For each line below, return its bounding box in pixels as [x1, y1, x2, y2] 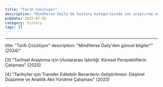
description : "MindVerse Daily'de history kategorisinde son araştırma [5, 12, 153, 16]
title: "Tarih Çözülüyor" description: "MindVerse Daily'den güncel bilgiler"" [5, 43, 154, 49]
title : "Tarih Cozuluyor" [5, 7, 57, 12]
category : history [5, 20, 42, 25]
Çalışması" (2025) [5, 62, 41, 68]
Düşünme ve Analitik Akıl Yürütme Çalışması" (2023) [5, 76, 110, 82]
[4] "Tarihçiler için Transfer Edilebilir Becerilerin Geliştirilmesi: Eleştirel [5, 72, 145, 77]
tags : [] [5, 25, 23, 30]
